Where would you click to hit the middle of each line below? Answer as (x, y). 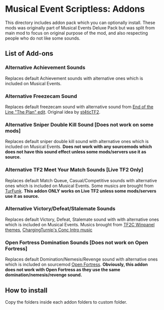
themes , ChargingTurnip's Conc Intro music (49, 230)
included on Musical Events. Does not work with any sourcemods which (79, 147)
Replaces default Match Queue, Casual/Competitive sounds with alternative (81, 180)
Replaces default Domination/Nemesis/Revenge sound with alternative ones (82, 259)
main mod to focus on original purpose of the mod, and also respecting (76, 33)
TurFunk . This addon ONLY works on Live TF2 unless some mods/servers (81, 191)
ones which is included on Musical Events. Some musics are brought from (79, 186)
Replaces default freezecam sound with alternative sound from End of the (79, 107)
